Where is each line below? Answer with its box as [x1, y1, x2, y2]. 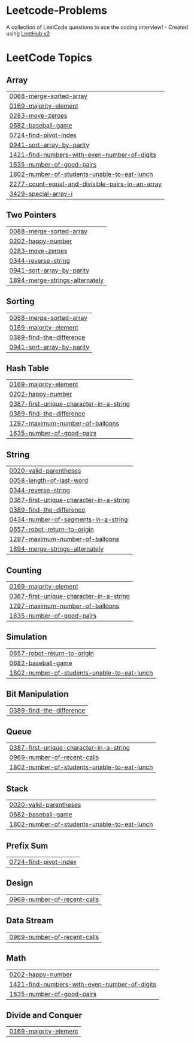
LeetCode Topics [6, 51, 93, 65]
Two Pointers [6, 210, 57, 220]
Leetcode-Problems [6, 4, 108, 17]
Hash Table [6, 363, 49, 373]
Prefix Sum [6, 840, 48, 851]
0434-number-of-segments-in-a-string [9, 515, 128, 524]
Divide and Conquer [6, 1010, 83, 1020]
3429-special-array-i [9, 189, 73, 198]
